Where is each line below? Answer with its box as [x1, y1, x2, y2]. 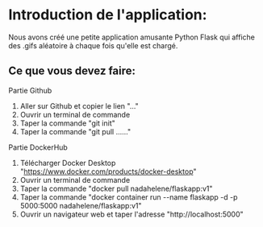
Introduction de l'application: [8, 6, 207, 24]
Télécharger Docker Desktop [19, 158, 116, 167]
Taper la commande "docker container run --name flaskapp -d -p [19, 192, 238, 202]
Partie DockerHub [8, 142, 69, 152]
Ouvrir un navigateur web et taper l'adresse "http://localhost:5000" [19, 209, 244, 219]
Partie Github [8, 85, 52, 95]
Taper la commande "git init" [19, 118, 115, 128]
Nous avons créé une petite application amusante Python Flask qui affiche [8, 32, 256, 42]
